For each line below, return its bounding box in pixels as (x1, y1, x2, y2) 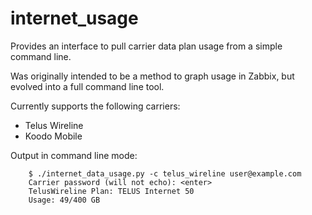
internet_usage (10, 7, 139, 30)
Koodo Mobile (24, 130, 83, 142)
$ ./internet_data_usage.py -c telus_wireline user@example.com (28, 168, 302, 179)
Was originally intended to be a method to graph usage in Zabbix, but (10, 70, 295, 82)
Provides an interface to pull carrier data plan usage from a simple (10, 40, 283, 52)
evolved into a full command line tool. (10, 80, 165, 92)
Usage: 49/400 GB (28, 195, 101, 205)
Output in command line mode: (10, 149, 138, 161)
